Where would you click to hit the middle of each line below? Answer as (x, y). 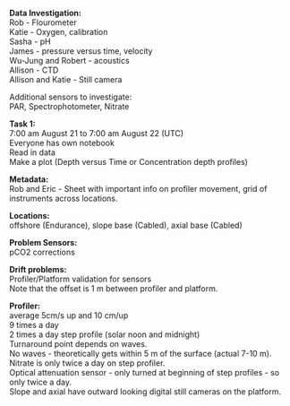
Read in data (33, 152)
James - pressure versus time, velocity (81, 51)
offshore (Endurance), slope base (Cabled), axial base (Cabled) (126, 225)
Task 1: (22, 124)
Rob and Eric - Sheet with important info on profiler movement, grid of (138, 189)
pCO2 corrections (43, 252)
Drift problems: (38, 269)
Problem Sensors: (43, 242)
